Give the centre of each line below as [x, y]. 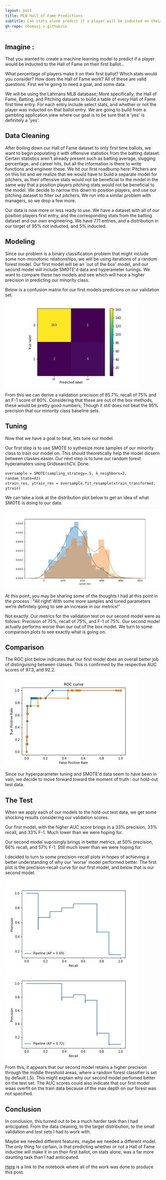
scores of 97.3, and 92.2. [30, 670]
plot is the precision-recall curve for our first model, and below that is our [80, 868]
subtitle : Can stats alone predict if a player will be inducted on [77, 21]
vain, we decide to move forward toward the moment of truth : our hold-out [82, 779]
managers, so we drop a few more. [41, 201]
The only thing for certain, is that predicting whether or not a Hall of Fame [80, 1146]
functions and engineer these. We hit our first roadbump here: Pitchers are [81, 169]
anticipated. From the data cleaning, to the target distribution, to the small [80, 1126]
